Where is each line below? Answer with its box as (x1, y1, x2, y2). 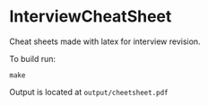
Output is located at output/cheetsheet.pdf (9, 86, 169, 97)
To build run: (9, 53, 56, 64)
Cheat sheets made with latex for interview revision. (9, 36, 201, 47)
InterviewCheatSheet (9, 6, 172, 27)
